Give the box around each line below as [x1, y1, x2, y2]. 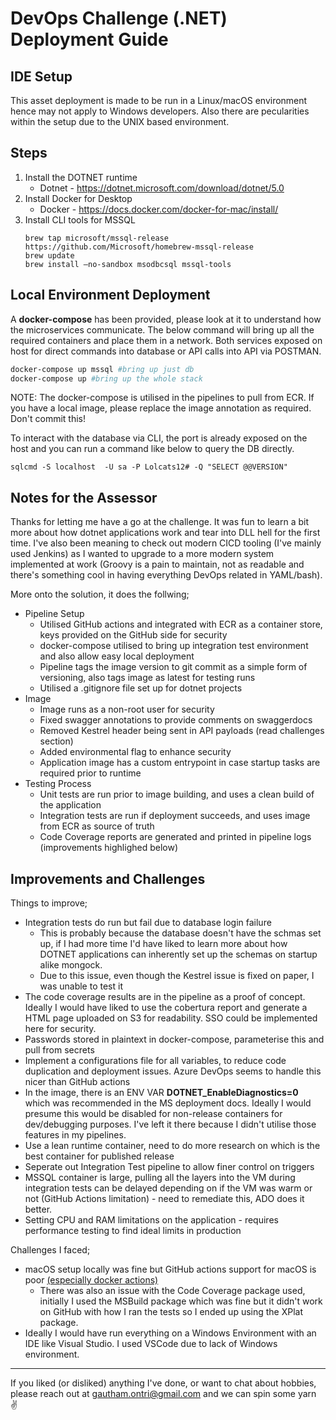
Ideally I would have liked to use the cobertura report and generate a [24, 1002, 308, 1013]
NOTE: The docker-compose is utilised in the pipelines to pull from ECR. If [10, 392, 315, 404]
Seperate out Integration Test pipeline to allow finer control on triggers [24, 1161, 315, 1172]
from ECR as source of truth [39, 820, 155, 832]
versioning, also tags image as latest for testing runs [39, 672, 256, 684]
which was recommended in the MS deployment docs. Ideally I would [24, 1097, 312, 1109]
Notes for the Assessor [10, 489, 158, 506]
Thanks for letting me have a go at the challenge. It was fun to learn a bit [10, 516, 310, 528]
